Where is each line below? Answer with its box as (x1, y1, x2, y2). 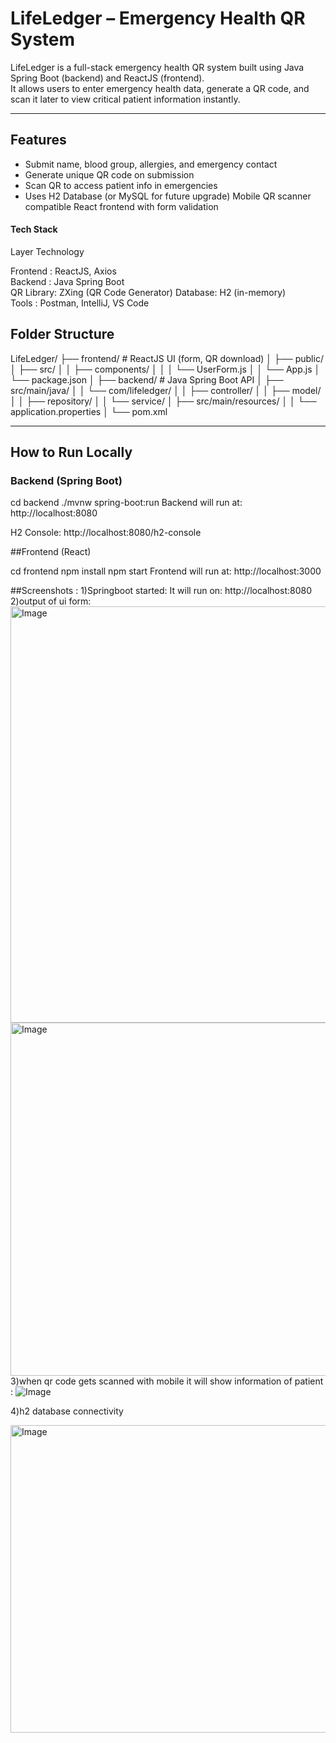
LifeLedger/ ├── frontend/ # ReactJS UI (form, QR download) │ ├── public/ (10, 352, 324, 364)
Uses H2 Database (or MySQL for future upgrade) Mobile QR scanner (24, 190, 312, 202)
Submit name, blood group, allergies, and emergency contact (24, 158, 278, 170)
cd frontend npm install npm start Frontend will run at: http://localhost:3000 (10, 565, 322, 577)
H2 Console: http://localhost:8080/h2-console (10, 527, 202, 539)
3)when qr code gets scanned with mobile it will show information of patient (10, 1375, 324, 1387)
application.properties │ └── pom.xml (10, 405, 168, 417)
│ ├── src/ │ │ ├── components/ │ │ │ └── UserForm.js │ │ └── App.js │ (10, 363, 321, 375)
